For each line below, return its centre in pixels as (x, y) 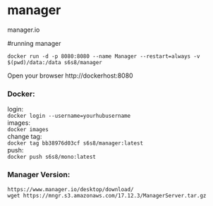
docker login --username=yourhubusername (69, 116)
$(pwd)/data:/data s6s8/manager (55, 62)
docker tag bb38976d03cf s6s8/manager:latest (75, 143)
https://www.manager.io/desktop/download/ (71, 189)
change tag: (25, 137)
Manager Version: (39, 175)
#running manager (34, 43)
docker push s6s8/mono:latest (52, 157)
